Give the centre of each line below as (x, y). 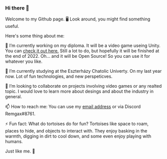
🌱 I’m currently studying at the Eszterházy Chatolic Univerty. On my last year (83, 71)
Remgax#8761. (20, 114)
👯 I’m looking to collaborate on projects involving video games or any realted (83, 86)
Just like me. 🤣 (20, 151)
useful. (12, 26)
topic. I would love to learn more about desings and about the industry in (80, 91)
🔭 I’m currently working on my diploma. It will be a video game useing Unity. (83, 46)
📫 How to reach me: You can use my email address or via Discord (73, 107)
